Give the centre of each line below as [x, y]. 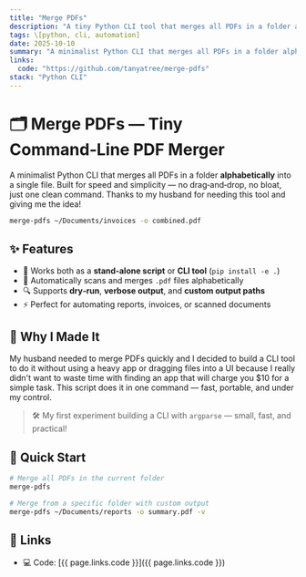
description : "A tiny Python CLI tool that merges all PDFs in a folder [150, 26]
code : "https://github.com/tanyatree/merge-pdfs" [113, 69]
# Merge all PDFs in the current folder [87, 479]
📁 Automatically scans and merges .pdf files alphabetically [133, 281]
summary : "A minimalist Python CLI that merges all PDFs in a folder [144, 52]
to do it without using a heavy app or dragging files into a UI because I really [153, 368]
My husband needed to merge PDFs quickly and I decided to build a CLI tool [153, 359]
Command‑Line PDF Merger [117, 149]
